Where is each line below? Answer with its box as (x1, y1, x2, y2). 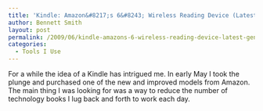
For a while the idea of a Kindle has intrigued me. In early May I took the (8, 70, 240, 78)
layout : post (8, 26, 51, 34)
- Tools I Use (15, 48, 61, 55)
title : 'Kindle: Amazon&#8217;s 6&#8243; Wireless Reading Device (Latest (8, 11, 258, 20)
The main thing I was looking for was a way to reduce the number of (8, 86, 229, 95)
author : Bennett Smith (8, 19, 82, 27)
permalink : (8, 33, 44, 41)
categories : (8, 41, 47, 48)
